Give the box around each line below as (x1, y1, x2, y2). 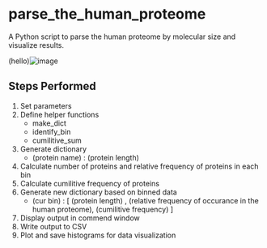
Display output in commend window (19, 212, 140, 223)
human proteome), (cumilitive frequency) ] (32, 204, 174, 214)
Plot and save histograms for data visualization (19, 230, 176, 240)
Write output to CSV (19, 221, 87, 231)
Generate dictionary (19, 143, 87, 154)
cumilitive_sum (32, 135, 83, 145)
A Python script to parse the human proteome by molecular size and (8, 32, 236, 41)
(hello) (8, 56, 30, 66)
